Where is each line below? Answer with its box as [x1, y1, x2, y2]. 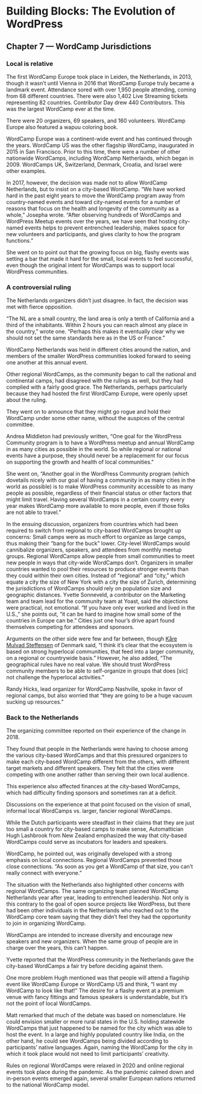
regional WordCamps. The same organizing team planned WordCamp [6, 888, 179, 895]
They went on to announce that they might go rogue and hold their [6, 408, 172, 415]
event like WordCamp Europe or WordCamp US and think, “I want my [6, 981, 178, 988]
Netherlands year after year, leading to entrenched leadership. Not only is [6, 894, 189, 901]
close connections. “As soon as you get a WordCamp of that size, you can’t [6, 863, 193, 870]
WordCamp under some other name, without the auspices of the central [6, 415, 185, 422]
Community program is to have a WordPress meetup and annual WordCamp [6, 439, 195, 446]
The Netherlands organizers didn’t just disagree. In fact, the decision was [6, 297, 189, 304]
